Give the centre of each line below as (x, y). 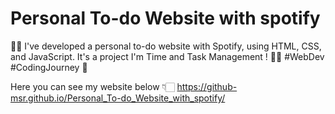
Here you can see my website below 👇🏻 (92, 86)
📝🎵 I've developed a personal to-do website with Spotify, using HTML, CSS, (166, 46)
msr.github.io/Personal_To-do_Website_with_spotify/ (118, 98)
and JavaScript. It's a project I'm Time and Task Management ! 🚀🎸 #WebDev (167, 56)
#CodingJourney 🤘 (49, 67)
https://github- (207, 86)
